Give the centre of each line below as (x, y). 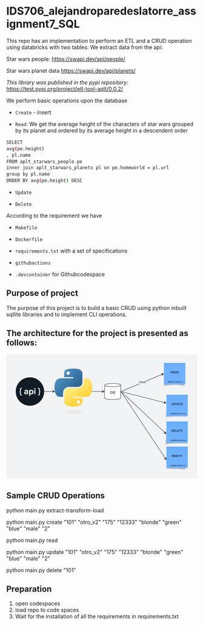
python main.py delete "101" (41, 570)
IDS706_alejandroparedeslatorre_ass (101, 11)
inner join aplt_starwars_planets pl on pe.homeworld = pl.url (88, 168)
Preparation (29, 589)
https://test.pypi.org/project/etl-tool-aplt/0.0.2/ (65, 88)
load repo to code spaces (47, 610)
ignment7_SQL (43, 24)
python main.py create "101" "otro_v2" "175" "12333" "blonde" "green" (94, 522)
